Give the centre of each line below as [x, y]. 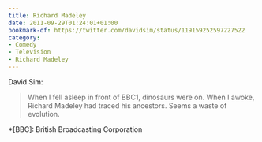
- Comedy [22, 45]
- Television [30, 52]
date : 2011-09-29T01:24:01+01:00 [63, 23]
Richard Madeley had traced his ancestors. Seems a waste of [127, 105]
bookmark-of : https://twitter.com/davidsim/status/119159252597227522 [127, 30]
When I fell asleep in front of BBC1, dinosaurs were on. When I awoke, [141, 97]
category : [24, 37]
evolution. [44, 114]
